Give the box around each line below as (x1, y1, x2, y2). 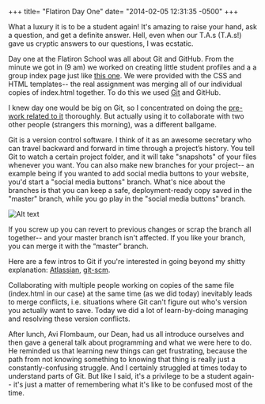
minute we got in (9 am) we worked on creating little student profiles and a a (8, 62, 257, 72)
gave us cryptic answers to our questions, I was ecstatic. (8, 39, 194, 48)
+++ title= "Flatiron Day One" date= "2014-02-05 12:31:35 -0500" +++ (8, 7, 239, 16)
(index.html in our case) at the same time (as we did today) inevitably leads (8, 289, 253, 298)
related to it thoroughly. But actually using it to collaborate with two (26, 111, 244, 121)
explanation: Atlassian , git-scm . (8, 265, 111, 274)
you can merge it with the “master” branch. (8, 241, 149, 251)
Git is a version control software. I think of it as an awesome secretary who (8, 135, 252, 145)
